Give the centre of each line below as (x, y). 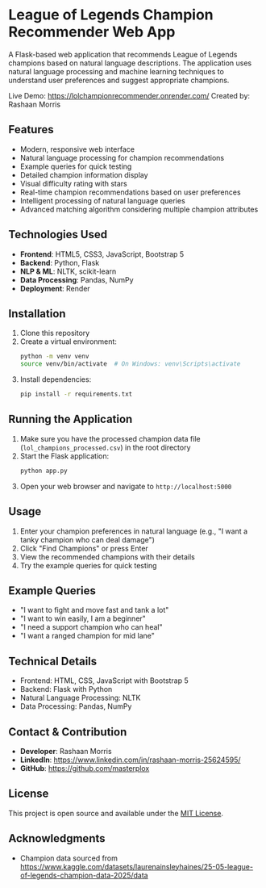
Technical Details (53, 661)
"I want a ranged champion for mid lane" (87, 636)
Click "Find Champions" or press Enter (84, 548)
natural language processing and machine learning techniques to (116, 71)
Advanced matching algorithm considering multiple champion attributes (139, 209)
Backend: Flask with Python (66, 689)
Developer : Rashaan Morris (66, 751)
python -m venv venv (54, 357)
